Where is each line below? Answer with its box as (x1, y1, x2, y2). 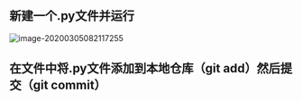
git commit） (32, 78, 106, 93)
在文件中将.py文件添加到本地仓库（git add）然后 (9, 61, 281, 76)
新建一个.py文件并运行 (9, 8, 135, 24)
